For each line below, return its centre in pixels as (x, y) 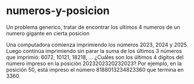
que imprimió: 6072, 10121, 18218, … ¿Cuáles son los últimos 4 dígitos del (95, 57)
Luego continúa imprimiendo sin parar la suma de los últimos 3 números (94, 51)
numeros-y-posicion (58, 11)
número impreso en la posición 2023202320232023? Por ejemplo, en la (94, 63)
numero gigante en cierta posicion (48, 33)
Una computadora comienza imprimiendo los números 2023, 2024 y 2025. (97, 45)
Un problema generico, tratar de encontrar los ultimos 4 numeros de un (93, 27)
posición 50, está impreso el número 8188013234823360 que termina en (95, 69)
